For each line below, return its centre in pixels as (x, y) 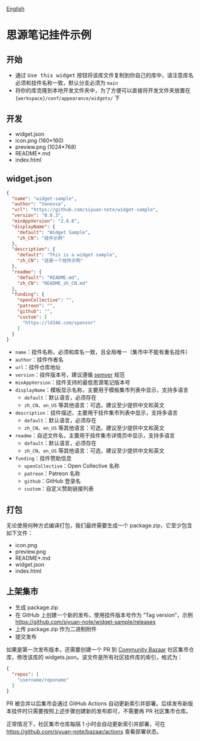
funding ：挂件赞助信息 (43, 459)
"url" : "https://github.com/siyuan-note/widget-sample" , (85, 210)
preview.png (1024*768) (46, 147)
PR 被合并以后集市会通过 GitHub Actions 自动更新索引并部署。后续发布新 (97, 703)
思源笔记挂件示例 (49, 35)
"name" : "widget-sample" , (45, 199)
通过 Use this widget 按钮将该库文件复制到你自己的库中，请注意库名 (104, 75)
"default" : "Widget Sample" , (54, 232)
